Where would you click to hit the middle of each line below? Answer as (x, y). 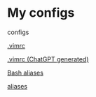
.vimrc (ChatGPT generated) (48, 59)
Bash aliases (26, 73)
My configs (41, 13)
